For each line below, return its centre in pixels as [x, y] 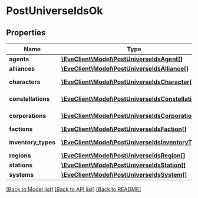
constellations [29, 99]
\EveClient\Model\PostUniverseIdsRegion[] [123, 156]
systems [22, 175]
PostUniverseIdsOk [55, 11]
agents [19, 59]
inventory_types [32, 142]
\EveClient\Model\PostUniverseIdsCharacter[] [128, 82]
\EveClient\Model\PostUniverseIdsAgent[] [122, 59]
